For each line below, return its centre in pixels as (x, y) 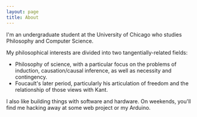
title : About (23, 17)
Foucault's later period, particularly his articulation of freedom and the (102, 83)
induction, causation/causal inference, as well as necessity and (93, 70)
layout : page (23, 12)
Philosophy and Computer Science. (50, 41)
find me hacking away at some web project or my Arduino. (79, 107)
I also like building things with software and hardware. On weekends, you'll (98, 101)
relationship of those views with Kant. (61, 89)
